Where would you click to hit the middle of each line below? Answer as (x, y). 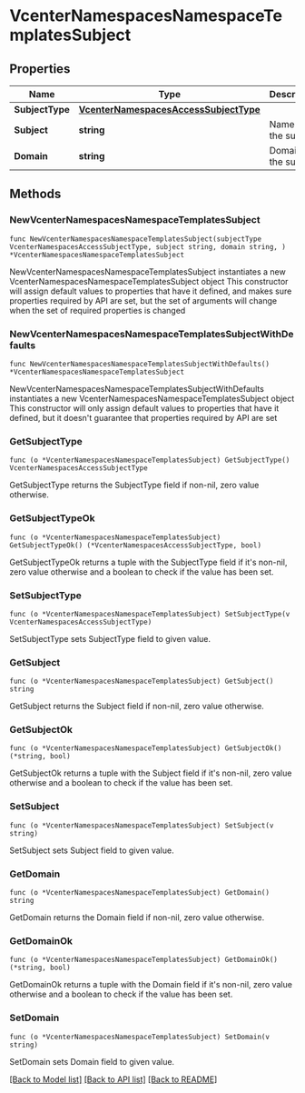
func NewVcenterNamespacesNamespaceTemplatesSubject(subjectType (135, 239)
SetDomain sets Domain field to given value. (92, 1061)
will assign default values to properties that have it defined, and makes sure (151, 291)
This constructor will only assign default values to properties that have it (144, 408)
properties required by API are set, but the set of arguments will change (143, 300)
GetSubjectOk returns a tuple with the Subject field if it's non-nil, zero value (151, 773)
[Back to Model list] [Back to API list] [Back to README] (113, 1079)
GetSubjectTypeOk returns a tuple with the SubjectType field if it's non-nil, (148, 562)
